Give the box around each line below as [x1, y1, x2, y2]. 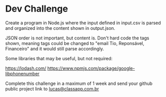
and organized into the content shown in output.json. [5, 25, 115, 31]
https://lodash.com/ [5, 65, 47, 71]
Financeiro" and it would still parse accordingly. [5, 45, 104, 52]
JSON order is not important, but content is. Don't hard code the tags [5, 35, 149, 41]
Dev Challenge [5, 3, 68, 15]
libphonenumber [5, 70, 39, 76]
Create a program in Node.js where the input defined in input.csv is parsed [5, 20, 161, 26]
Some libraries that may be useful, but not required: [5, 55, 113, 61]
